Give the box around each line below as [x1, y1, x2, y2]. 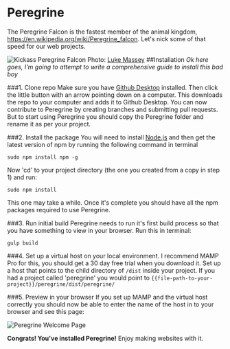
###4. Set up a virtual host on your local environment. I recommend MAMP [7, 251, 220, 260]
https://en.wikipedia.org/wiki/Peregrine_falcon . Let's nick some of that [7, 34, 206, 43]
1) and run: [7, 173, 38, 181]
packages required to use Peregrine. [7, 205, 111, 214]
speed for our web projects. [7, 42, 86, 50]
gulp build [7, 239, 38, 247]
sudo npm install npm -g [7, 153, 78, 161]
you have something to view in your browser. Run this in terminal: [7, 226, 192, 234]
